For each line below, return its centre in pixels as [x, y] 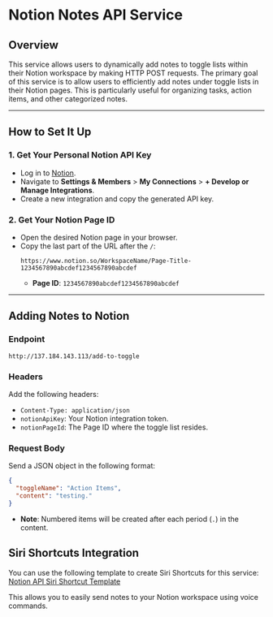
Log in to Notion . [48, 173]
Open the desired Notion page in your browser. [99, 237]
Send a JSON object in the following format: [82, 466]
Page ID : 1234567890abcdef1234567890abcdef [106, 283]
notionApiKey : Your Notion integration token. [94, 418]
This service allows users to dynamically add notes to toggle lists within [128, 64]
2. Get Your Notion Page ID [62, 219]
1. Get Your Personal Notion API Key [80, 155]
